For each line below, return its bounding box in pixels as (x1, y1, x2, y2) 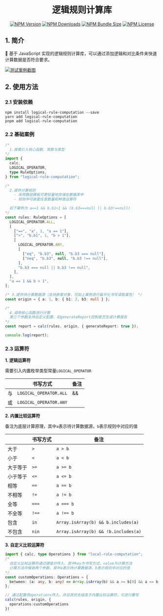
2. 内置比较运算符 (5, 413, 41, 419)
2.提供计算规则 (9, 187, 36, 193)
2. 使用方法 (5, 83, 39, 91)
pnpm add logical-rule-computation (5, 119, 78, 124)
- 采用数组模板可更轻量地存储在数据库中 (14, 192, 84, 197)
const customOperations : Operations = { (5, 575, 89, 580)
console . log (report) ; (5, 333, 49, 338)
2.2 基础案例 (5, 131, 35, 138)
